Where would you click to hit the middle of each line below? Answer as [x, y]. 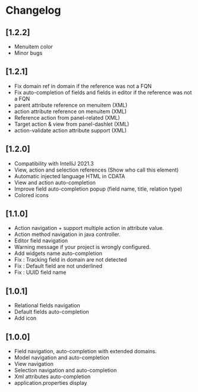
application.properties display [51, 383]
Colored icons [31, 195]
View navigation [34, 364]
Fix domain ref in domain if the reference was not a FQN [83, 86]
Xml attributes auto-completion [52, 377]
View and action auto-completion [55, 182]
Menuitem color [33, 46]
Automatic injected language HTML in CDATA [70, 176]
